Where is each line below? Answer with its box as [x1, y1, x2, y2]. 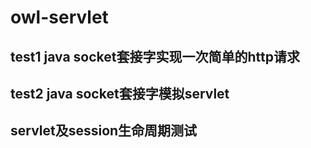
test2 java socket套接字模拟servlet [10, 85, 230, 102]
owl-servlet [10, 6, 109, 29]
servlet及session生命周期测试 [10, 122, 198, 140]
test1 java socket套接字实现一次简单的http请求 [10, 48, 300, 65]
